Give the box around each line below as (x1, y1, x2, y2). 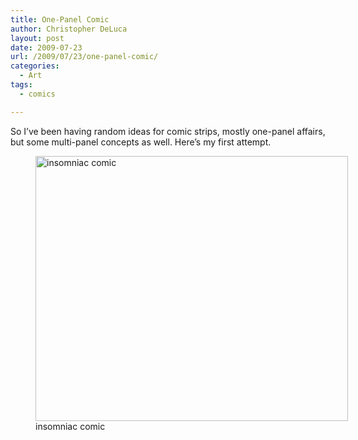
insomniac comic (35, 420, 106, 432)
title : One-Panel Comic (10, 14, 110, 25)
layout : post (10, 33, 65, 43)
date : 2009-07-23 (10, 42, 83, 53)
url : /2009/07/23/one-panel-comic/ (10, 52, 159, 62)
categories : (10, 61, 60, 71)
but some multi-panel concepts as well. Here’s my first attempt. (10, 136, 272, 148)
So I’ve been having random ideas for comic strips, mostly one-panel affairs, (10, 125, 326, 137)
